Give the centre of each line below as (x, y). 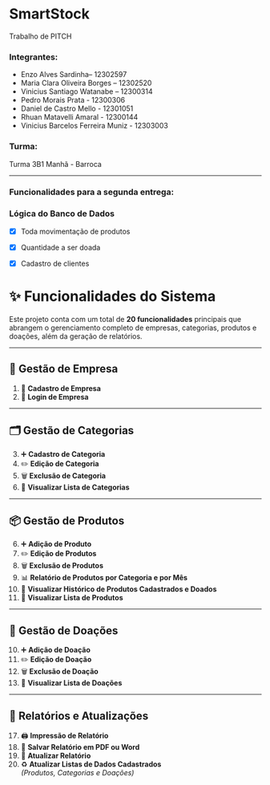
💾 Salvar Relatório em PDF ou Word (80, 746)
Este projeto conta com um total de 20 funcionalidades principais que (125, 319)
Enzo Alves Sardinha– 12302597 (74, 75)
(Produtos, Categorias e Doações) (77, 772)
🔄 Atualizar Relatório (56, 755)
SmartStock (50, 14)
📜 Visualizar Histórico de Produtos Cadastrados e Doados (119, 589)
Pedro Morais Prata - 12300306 (73, 100)
